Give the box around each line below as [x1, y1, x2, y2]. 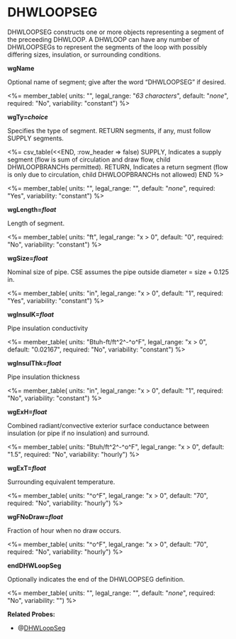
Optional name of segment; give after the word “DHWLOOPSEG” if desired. [7, 77, 226, 86]
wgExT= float [7, 463, 47, 472]
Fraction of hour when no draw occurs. [7, 526, 122, 535]
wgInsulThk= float [7, 358, 62, 367]
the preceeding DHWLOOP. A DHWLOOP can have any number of [7, 35, 200, 43]
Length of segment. [7, 219, 65, 227]
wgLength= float [7, 205, 57, 213]
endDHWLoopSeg [7, 561, 62, 570]
